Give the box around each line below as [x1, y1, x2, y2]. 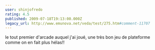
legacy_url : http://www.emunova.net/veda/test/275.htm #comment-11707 [5, 21, 151, 26]
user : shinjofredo [5, 7, 43, 12]
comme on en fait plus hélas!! [5, 40, 65, 46]
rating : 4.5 [5, 12, 29, 17]
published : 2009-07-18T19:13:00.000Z [5, 16, 82, 21]
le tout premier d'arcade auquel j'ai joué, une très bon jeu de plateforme [5, 34, 151, 40]
